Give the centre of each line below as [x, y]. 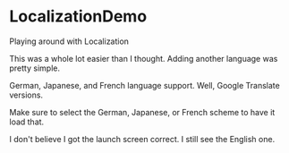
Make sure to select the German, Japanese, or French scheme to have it [142, 112]
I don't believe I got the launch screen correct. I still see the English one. [142, 139]
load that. [27, 122]
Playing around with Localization [69, 41]
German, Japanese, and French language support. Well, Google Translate [144, 85]
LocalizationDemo [78, 17]
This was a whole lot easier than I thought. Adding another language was [144, 58]
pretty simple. [35, 68]
